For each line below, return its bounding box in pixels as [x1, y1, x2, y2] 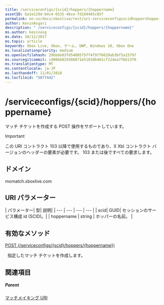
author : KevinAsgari [5, 20, 47, 26]
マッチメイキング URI [5, 295, 48, 301]
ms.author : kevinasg [5, 30, 47, 35]
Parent [5, 282, 20, 288]
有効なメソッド [5, 229, 50, 237]
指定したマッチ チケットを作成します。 [7, 252, 85, 259]
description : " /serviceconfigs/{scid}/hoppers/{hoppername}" [5, 25, 134, 30]
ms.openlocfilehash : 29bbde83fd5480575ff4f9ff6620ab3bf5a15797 [5, 52, 137, 58]
